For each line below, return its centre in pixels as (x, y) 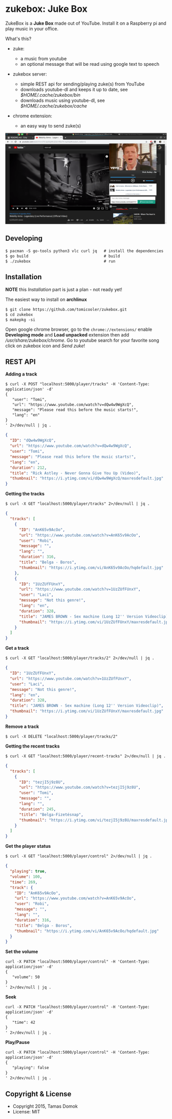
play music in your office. (32, 28)
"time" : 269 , (24, 882)
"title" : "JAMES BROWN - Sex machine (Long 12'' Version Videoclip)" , (87, 706)
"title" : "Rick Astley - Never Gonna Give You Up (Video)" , (75, 473)
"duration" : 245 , (37, 809)
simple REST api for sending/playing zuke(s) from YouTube (82, 84)
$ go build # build (63, 256)
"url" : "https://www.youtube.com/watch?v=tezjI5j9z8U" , (80, 788)
